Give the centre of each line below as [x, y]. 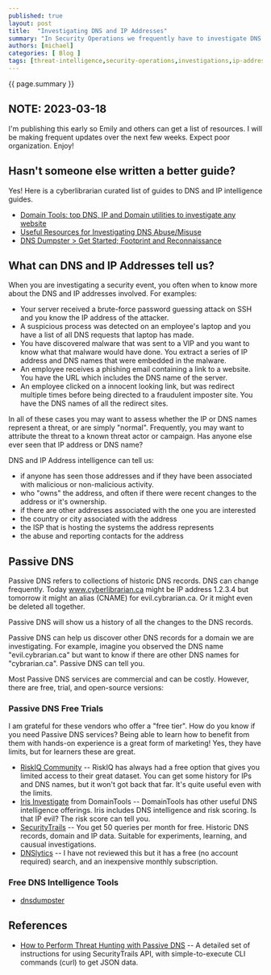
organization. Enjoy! [41, 145]
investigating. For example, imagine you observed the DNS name [116, 647]
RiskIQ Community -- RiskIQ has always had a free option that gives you [140, 768]
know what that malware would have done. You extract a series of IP [134, 352]
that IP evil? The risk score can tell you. [85, 819]
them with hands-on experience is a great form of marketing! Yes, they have [135, 744]
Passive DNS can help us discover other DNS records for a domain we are [131, 638]
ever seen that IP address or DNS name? [76, 445]
